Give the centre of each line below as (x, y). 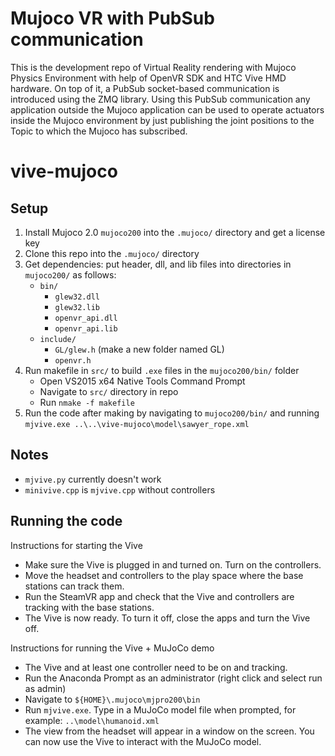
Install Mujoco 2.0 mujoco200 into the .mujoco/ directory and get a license (175, 232)
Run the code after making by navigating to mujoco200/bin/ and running (172, 413)
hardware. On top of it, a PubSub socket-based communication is (145, 88)
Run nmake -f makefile (87, 402)
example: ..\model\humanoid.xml (92, 720)
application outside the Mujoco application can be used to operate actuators (167, 109)
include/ (58, 339)
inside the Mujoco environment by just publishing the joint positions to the (162, 120)
